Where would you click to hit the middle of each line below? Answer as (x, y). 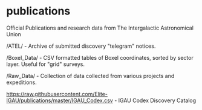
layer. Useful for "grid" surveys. (45, 64)
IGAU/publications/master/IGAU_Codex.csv (60, 100)
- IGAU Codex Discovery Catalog (155, 100)
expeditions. (22, 82)
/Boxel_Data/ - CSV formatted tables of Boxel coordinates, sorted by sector (100, 57)
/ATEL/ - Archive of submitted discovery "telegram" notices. (81, 46)
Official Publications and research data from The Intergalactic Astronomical (100, 28)
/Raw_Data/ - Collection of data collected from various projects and (90, 76)
